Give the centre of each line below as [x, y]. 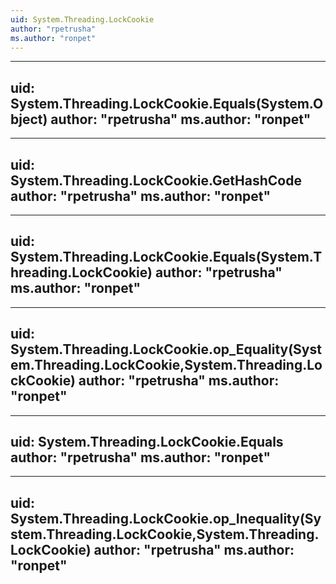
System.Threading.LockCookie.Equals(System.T [166, 257]
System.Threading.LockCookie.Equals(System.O [167, 103]
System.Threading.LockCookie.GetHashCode [156, 180]
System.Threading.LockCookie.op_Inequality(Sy [166, 518]
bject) [29, 119]
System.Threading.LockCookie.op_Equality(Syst [166, 349]
